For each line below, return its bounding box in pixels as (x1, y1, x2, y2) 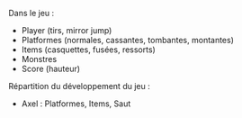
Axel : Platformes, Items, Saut (21, 98, 131, 109)
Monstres (21, 54, 58, 64)
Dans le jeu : (8, 8, 55, 18)
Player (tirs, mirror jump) (21, 25, 112, 35)
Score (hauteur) (21, 63, 81, 74)
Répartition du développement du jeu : (8, 81, 150, 91)
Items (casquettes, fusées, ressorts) (21, 44, 157, 55)
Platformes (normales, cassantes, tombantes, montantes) (21, 35, 235, 45)
